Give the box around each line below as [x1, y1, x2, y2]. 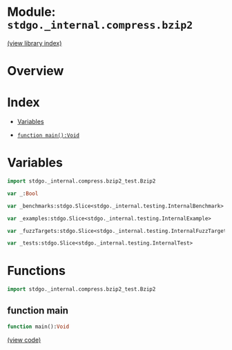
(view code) [7, 336, 41, 344]
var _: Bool [7, 190, 39, 197]
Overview [7, 63, 64, 79]
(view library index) [7, 39, 62, 47]
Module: [7, 4, 56, 20]
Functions [7, 263, 66, 279]
